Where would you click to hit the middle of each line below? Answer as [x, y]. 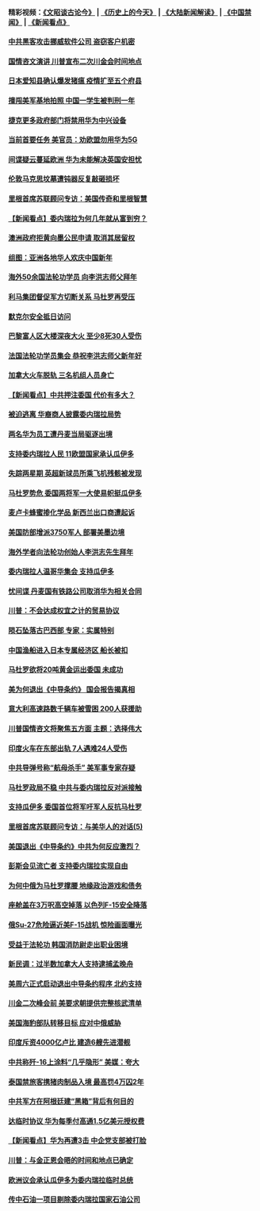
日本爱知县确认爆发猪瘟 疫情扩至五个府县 [75, 81]
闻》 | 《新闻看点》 [39, 22]
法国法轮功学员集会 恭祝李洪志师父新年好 [75, 355]
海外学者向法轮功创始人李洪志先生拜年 [71, 552]
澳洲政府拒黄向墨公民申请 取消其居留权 [72, 238]
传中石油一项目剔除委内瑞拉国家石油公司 [74, 1200]
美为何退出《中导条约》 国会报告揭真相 [72, 689]
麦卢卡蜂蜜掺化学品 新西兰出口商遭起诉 [72, 512]
